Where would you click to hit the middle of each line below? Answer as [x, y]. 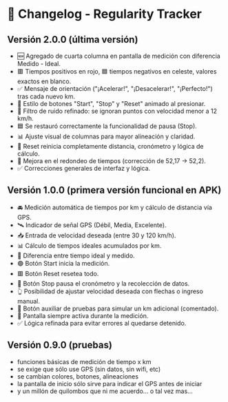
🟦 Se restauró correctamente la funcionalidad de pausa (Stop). [107, 126]
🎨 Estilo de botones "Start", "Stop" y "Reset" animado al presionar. [111, 104]
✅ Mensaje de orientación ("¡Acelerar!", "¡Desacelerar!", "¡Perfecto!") [115, 88]
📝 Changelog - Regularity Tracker [104, 14]
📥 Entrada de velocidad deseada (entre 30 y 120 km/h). [96, 235]
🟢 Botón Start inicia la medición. [63, 263]
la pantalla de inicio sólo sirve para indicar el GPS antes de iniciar [110, 383]
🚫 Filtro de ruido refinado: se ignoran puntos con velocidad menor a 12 [117, 111]
